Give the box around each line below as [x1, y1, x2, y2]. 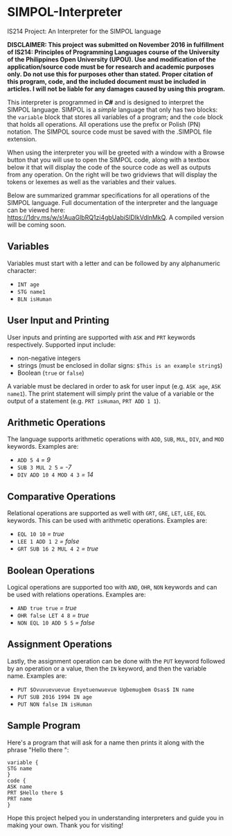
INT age [17, 281, 39, 288]
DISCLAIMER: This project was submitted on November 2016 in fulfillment [7, 40, 224, 48]
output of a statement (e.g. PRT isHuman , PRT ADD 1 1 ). [7, 396, 161, 405]
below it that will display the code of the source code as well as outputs [7, 163, 211, 171]
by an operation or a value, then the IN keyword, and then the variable [7, 664, 206, 673]
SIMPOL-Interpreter [7, 4, 123, 20]
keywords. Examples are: [7, 443, 79, 451]
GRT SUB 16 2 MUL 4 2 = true [17, 544, 99, 553]
